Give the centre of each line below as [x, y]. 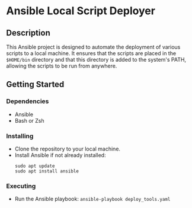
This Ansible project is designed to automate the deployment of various [93, 47]
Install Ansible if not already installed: [60, 155]
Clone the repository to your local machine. [67, 149]
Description [28, 33]
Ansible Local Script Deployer [81, 11]
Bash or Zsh [29, 120]
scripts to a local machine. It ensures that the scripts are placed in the [91, 53]
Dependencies [28, 101]
